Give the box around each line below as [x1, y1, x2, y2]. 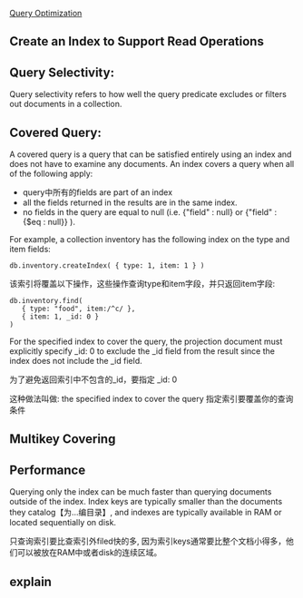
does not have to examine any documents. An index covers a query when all [9, 159, 295, 170]
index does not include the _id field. [9, 356, 142, 367]
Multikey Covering [9, 431, 116, 447]
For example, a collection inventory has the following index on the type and [9, 234, 290, 245]
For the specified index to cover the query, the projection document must [9, 336, 283, 348]
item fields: [9, 244, 52, 255]
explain [9, 573, 53, 589]
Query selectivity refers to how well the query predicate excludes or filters [9, 89, 288, 100]
